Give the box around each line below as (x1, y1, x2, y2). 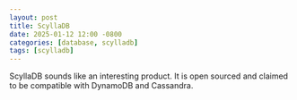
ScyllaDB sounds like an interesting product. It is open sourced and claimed (9, 71, 289, 81)
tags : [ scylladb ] (9, 46, 74, 55)
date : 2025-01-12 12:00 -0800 (9, 29, 123, 38)
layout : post (9, 12, 58, 22)
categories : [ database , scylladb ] (9, 37, 139, 47)
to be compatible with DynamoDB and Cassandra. (9, 80, 194, 91)
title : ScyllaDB (9, 21, 70, 30)
